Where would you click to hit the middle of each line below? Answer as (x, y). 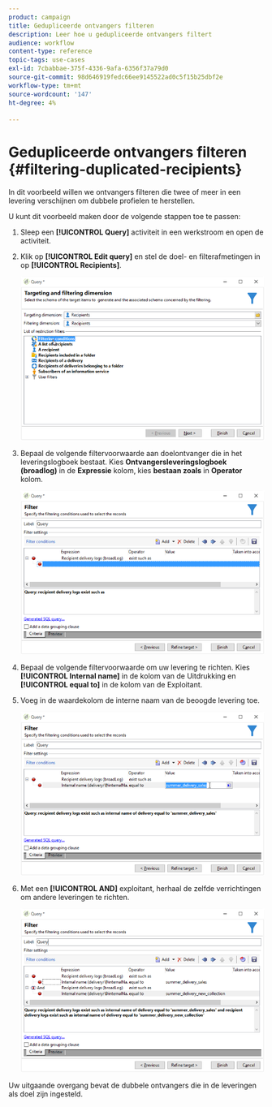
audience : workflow (41, 43)
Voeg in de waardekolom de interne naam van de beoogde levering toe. (140, 700)
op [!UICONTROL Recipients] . (71, 265)
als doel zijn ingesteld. (46, 1094)
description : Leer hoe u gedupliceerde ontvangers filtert (110, 34)
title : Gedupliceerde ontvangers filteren (81, 26)
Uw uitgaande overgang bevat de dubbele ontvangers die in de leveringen (133, 1085)
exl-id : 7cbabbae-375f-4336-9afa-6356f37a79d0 (89, 69)
